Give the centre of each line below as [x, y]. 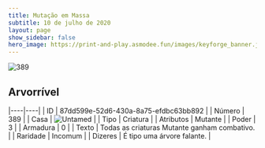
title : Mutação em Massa [49, 15]
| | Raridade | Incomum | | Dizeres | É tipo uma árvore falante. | [110, 135]
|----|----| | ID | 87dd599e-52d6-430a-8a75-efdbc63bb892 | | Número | [126, 110]
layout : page [30, 30]
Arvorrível [34, 92]
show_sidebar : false [42, 37]
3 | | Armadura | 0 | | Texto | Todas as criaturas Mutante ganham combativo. [132, 128]
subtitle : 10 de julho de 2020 [60, 23]
